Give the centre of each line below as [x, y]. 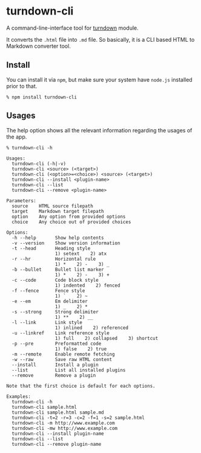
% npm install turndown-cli [42, 97]
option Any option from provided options [69, 217]
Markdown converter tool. [38, 46]
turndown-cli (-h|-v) [39, 164]
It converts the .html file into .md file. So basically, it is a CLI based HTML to [100, 39]
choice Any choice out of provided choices [71, 222]
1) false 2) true [81, 349]
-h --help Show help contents [58, 238]
